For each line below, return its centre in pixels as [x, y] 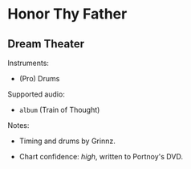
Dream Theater [46, 44]
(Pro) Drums [39, 78]
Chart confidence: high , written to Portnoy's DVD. [101, 157]
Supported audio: [36, 94]
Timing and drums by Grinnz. [67, 141]
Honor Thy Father [67, 14]
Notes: [18, 125]
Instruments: [28, 63]
